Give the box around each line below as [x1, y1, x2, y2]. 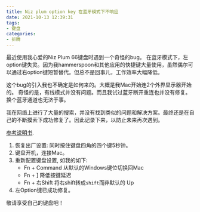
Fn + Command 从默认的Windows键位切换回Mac [23, 164, 144, 171]
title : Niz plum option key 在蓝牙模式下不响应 [6, 8, 119, 15]
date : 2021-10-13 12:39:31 [6, 14, 73, 20]
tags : [6, 20, 20, 26]
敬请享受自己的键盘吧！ [6, 199, 64, 206]
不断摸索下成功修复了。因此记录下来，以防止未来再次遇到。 [16, 116, 163, 123]
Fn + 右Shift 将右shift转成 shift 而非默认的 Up [23, 179, 134, 186]
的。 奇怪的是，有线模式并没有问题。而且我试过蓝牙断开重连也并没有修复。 [6, 89, 191, 96]
